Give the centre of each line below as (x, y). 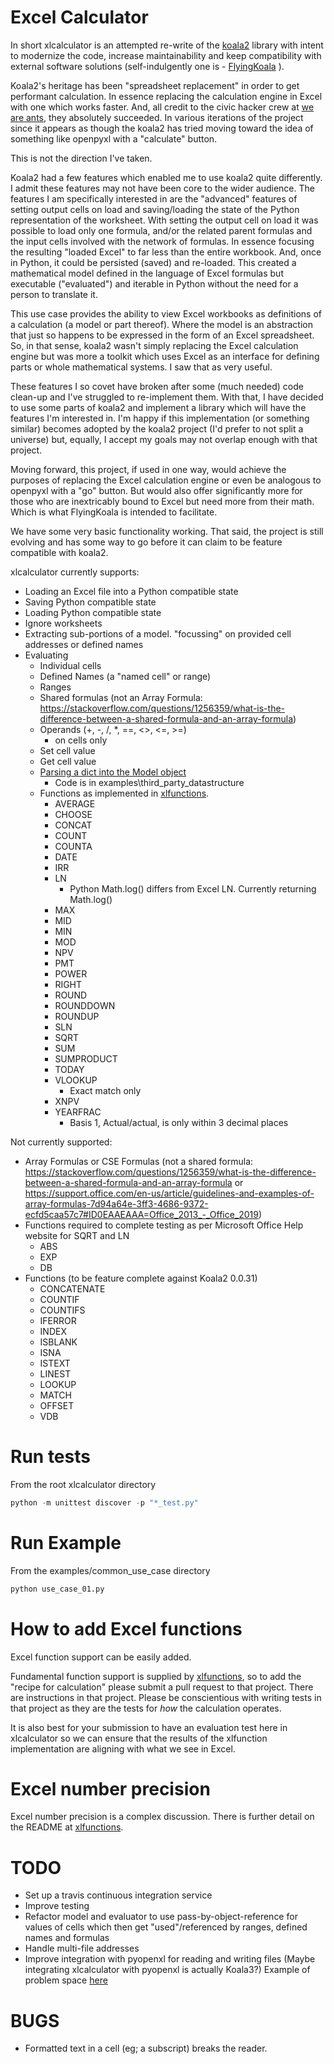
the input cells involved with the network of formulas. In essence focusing (162, 241)
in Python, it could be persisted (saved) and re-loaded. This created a (153, 262)
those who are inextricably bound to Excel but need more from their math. (162, 501)
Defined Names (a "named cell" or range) (125, 676)
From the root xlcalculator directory (83, 1484)
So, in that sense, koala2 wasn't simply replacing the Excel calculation (154, 345)
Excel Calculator (79, 17)
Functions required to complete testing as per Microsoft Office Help (164, 1225)
